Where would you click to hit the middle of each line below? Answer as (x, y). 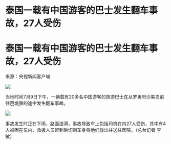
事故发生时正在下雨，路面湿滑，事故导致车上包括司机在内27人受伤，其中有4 (86, 124)
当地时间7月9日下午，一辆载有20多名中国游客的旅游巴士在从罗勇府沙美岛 (82, 97)
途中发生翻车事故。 (48, 103)
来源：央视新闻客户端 (28, 77)
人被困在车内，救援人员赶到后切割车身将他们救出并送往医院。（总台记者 (80, 130)
